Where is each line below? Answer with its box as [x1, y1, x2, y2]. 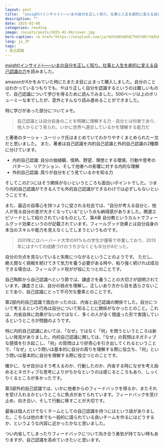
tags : [5, 44, 16, 48]
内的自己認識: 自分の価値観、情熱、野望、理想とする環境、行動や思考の [12, 157, 156, 163]
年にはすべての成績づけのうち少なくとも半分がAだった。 [17, 243, 131, 249]
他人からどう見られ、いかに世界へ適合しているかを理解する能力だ [17, 124, 150, 130]
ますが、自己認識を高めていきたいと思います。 [9, 437, 103, 443]
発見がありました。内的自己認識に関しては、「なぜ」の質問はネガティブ [13, 334, 157, 340]
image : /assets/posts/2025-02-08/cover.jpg [5, 30, 95, 35]
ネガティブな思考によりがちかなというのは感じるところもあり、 [18, 369, 146, 375]
